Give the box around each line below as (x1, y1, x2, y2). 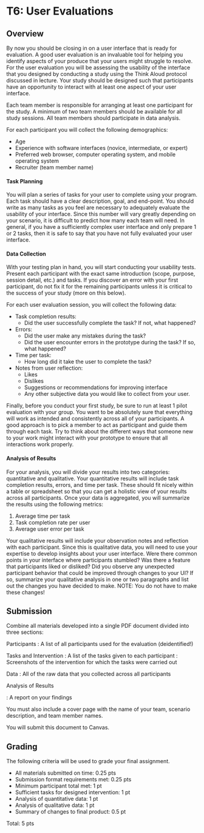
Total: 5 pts (6, 820, 35, 827)
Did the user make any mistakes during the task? (24, 332, 146, 339)
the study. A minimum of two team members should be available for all (6, 108, 183, 115)
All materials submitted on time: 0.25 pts (15, 769, 117, 777)
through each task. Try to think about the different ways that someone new (6, 428, 194, 435)
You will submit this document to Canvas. (6, 724, 110, 731)
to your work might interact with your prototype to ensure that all (6, 434, 168, 441)
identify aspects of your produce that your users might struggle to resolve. (6, 58, 193, 64)
